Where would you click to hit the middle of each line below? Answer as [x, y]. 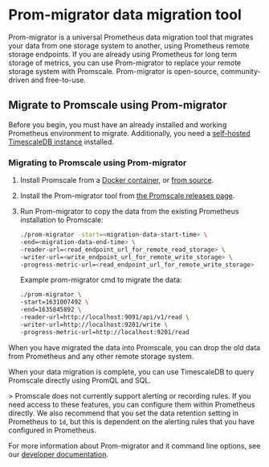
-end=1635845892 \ [51, 310]
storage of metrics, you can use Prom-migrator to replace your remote [125, 63]
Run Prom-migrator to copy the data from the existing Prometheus [129, 212]
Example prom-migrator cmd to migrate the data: [101, 280]
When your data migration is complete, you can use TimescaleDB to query [131, 371]
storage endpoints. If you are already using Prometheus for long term [123, 54]
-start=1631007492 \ [54, 302]
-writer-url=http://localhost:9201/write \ [94, 324]
